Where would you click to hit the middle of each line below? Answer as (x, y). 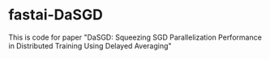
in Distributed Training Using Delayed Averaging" (90, 45)
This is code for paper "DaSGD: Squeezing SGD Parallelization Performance (135, 37)
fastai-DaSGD (56, 15)
